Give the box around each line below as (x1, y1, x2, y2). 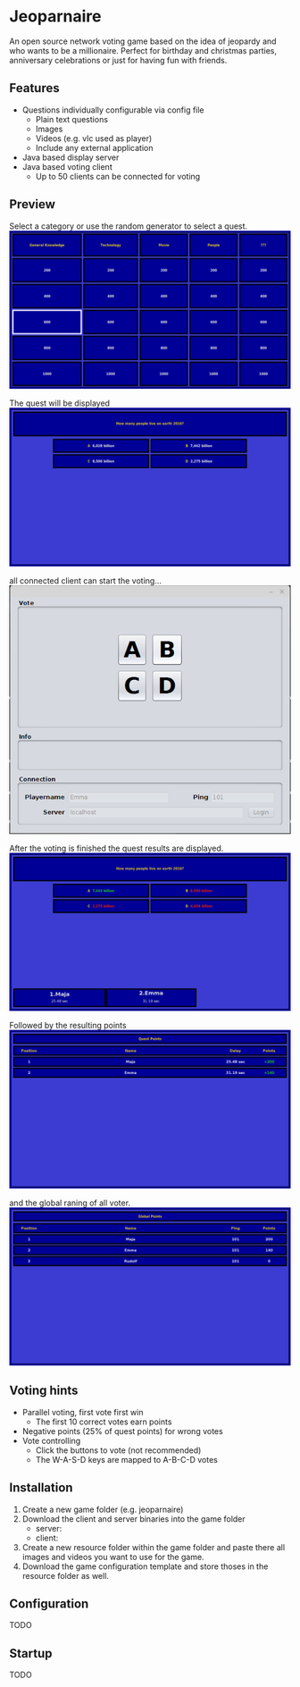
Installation (9, 1481, 73, 1496)
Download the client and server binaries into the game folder (21, 1513, 246, 1524)
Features (9, 80, 60, 96)
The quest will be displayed (9, 398, 110, 408)
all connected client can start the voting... (9, 575, 162, 586)
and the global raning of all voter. (9, 1197, 131, 1208)
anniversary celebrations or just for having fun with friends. (9, 55, 228, 65)
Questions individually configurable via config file (21, 105, 204, 115)
